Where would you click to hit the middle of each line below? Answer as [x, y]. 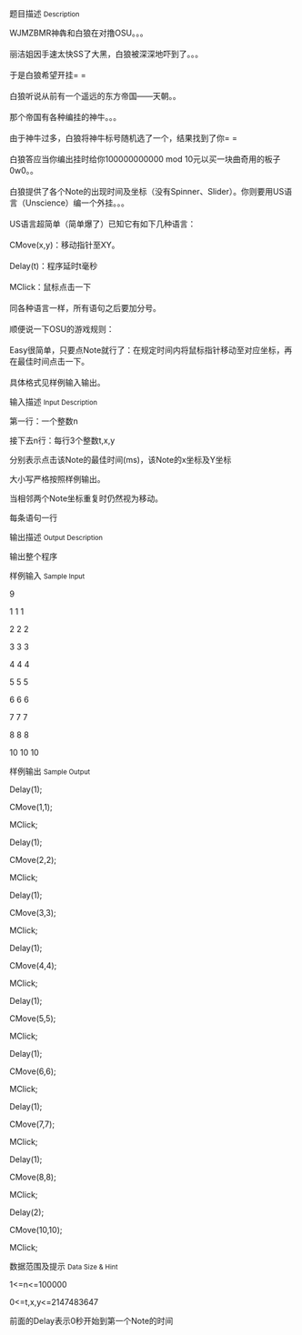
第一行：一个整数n [44, 421]
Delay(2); [27, 1212]
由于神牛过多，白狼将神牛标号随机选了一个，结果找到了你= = [124, 138]
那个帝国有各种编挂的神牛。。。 [65, 117]
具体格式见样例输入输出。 [57, 382]
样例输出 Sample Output [50, 771]
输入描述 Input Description [54, 402]
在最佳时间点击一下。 [49, 361]
